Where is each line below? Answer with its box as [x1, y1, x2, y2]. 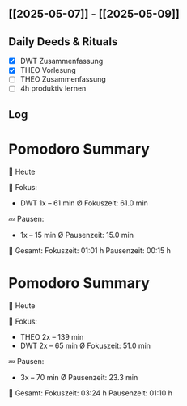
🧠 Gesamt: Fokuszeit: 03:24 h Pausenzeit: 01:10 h [8, 388, 172, 398]
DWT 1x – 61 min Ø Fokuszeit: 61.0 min [19, 198, 148, 208]
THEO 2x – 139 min [19, 332, 84, 341]
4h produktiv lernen [19, 83, 87, 93]
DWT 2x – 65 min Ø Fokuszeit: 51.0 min [19, 340, 151, 350]
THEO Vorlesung [19, 66, 77, 75]
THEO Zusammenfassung [19, 74, 107, 84]
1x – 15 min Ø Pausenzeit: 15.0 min [19, 230, 134, 239]
